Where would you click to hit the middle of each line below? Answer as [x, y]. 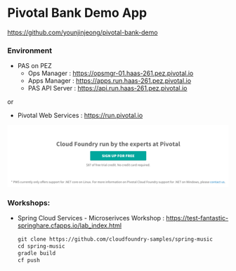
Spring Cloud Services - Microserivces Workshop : [91, 218]
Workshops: [29, 203]
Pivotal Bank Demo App [77, 13]
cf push [28, 260]
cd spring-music [41, 246]
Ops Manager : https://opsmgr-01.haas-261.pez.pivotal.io [111, 73]
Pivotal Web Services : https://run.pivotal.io [80, 115]
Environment [30, 51]
